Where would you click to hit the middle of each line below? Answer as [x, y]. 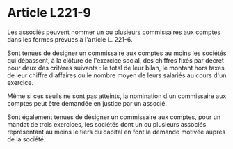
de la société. [26, 139]
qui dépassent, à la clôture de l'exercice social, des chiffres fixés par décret [116, 60]
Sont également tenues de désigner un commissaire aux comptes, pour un [114, 117]
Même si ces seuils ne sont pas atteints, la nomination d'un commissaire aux [117, 96]
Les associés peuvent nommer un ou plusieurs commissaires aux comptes [114, 32]
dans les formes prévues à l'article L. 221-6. [70, 39]
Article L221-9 [49, 13]
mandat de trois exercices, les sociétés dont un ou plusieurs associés [107, 124]
